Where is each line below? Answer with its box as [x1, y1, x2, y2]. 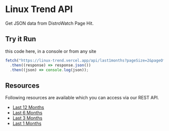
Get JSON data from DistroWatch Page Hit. [5, 20, 94, 26]
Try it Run [5, 35, 36, 43]
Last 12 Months [12, 104, 44, 110]
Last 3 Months [12, 115, 43, 121]
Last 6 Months [12, 110, 43, 116]
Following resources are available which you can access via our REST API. [5, 95, 159, 101]
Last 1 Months [12, 120, 42, 126]
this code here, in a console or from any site [5, 48, 97, 54]
